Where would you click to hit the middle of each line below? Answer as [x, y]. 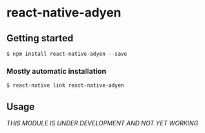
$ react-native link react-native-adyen [66, 85]
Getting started [40, 38]
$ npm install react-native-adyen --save [67, 54]
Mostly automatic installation [57, 71]
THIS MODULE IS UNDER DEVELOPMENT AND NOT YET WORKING [102, 123]
